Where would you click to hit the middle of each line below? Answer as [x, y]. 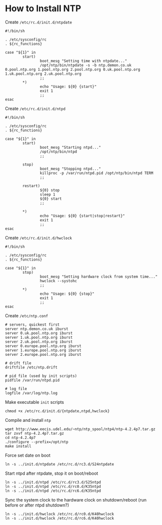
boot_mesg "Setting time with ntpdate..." [83, 61]
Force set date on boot [28, 455]
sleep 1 [47, 194]
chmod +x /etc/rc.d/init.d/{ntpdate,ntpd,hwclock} [57, 411]
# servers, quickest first [32, 325]
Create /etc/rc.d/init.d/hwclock [38, 238]
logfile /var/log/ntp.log [31, 393]
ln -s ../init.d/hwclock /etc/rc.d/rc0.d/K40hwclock [60, 514]
